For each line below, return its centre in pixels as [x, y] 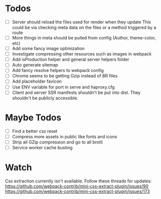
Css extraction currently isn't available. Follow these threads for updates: [79, 181]
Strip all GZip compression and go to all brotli [57, 142]
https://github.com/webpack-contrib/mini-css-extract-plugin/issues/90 [77, 186]
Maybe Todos [33, 118]
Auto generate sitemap [35, 65]
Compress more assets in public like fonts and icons [64, 136]
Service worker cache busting [42, 147]
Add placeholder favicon [37, 81]
